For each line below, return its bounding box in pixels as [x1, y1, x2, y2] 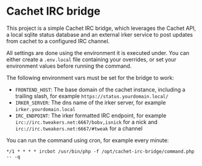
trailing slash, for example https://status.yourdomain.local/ [15, 92, 169, 99]
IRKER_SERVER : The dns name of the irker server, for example [15, 99, 166, 106]
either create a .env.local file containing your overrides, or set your [6, 56, 176, 63]
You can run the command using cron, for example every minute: [6, 136, 169, 144]
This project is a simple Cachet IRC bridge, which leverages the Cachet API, [6, 24, 197, 32]
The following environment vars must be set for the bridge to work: [6, 74, 175, 81]
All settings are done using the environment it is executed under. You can [6, 49, 190, 56]
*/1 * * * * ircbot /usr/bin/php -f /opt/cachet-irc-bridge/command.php [6, 148, 195, 154]
